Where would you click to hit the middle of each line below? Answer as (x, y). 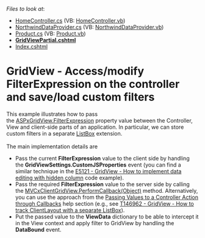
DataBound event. (38, 229)
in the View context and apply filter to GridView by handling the (95, 223)
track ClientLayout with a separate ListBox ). (70, 210)
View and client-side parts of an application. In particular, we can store (95, 127)
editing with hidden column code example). (69, 178)
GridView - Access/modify (75, 71)
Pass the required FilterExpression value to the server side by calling (103, 184)
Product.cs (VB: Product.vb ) (51, 34)
